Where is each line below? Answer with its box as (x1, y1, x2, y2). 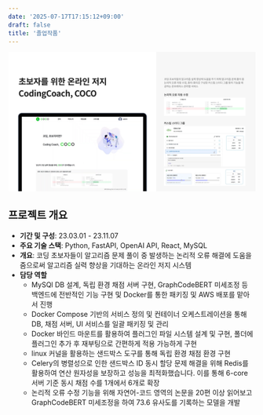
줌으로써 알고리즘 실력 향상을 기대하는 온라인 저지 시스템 (19, 260, 192, 270)
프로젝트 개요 (8, 209, 68, 222)
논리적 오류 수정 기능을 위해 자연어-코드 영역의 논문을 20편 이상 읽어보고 (31, 388, 253, 397)
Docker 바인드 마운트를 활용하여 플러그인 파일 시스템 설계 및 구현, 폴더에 (31, 329, 254, 338)
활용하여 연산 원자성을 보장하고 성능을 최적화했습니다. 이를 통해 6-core (31, 368, 249, 377)
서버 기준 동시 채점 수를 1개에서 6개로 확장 (31, 377, 160, 388)
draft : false (8, 20, 51, 29)
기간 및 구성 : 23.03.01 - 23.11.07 (19, 231, 119, 240)
